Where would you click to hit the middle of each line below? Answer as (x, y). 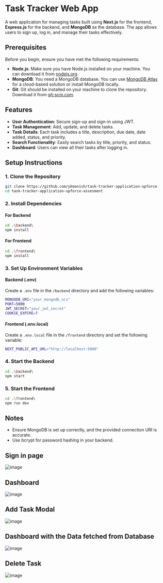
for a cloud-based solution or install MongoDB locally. (66, 84)
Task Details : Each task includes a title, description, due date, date (79, 132)
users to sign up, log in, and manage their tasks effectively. (64, 32)
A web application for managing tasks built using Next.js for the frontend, (79, 22)
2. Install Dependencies (33, 203)
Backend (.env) (21, 280)
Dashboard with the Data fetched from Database (80, 537)
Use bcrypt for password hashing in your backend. (63, 440)
